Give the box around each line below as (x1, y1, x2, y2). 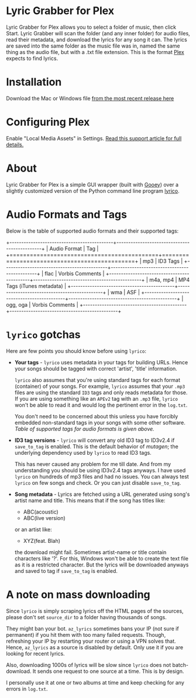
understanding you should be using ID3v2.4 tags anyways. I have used (14, 467, 186, 474)
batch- (172, 661, 189, 668)
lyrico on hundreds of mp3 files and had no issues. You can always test (14, 473, 189, 480)
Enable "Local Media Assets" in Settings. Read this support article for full (6, 135, 182, 142)
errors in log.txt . (6, 685, 48, 692)
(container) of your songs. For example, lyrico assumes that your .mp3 (14, 382, 185, 390)
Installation (6, 75, 62, 89)
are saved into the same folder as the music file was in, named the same (6, 42, 180, 49)
